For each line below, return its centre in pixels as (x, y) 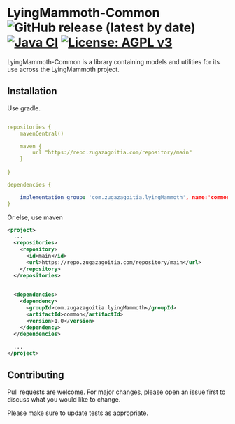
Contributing (36, 375)
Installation (32, 91)
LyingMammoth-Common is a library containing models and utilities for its (114, 61)
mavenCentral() (42, 133)
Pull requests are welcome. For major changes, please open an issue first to (116, 392)
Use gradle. (24, 108)
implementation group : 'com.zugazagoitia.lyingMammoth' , (105, 197)
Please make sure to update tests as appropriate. (78, 413)
